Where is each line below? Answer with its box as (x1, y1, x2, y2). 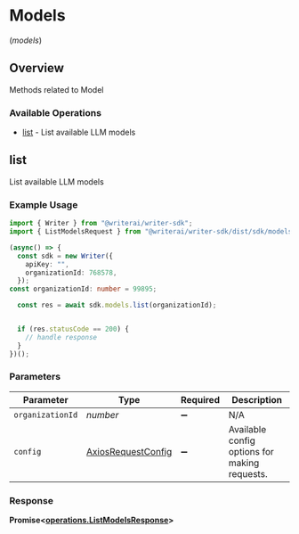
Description (230, 393, 283, 406)
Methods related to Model (9, 84, 104, 94)
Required (181, 393, 221, 406)
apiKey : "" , (25, 259, 69, 268)
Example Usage (9, 198, 78, 210)
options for (228, 445, 274, 457)
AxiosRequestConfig (85, 445, 173, 457)
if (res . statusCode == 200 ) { (17, 325, 129, 334)
